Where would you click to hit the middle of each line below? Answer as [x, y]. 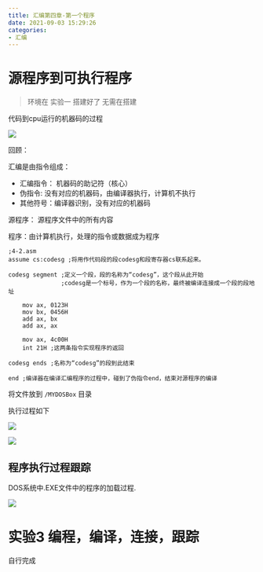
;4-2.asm [22, 251]
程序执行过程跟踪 [49, 467]
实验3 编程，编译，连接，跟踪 [104, 537]
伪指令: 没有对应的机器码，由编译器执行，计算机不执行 [108, 193]
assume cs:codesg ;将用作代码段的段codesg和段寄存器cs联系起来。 [107, 260]
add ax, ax [40, 326]
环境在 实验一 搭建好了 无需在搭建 [82, 102]
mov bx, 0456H [45, 312]
